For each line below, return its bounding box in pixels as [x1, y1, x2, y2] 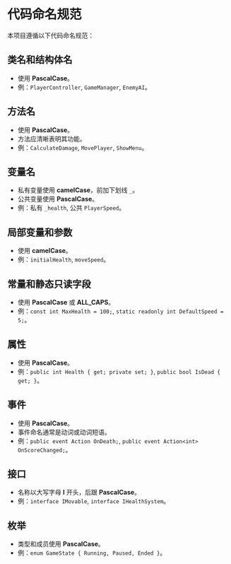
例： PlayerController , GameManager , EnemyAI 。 [17, 83, 152, 91]
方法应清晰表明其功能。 [17, 134, 86, 143]
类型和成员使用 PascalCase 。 [17, 540, 105, 548]
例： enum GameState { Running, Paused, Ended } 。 [17, 548, 167, 557]
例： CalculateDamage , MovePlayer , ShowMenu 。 [17, 143, 148, 152]
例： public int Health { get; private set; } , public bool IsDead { [17, 367, 221, 375]
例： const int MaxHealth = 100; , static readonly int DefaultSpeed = [17, 307, 224, 315]
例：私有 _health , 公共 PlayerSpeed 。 [17, 204, 126, 212]
